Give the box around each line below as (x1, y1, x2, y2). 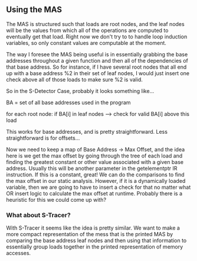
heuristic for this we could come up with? (6, 196, 107, 203)
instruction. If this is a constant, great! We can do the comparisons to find (6, 171, 185, 178)
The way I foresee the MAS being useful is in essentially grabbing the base (6, 50, 188, 58)
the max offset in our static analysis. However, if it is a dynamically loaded (6, 177, 186, 184)
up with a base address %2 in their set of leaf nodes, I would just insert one (6, 69, 190, 76)
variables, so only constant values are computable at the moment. (6, 39, 167, 46)
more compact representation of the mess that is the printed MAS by (6, 231, 173, 238)
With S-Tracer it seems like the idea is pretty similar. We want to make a (6, 224, 180, 231)
